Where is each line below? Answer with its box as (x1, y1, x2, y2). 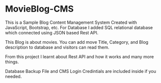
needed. (5, 73, 22, 79)
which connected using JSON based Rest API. (5, 30, 99, 35)
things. (5, 59, 19, 65)
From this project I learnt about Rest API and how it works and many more (5, 53, 154, 59)
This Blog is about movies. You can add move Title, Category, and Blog (5, 39, 149, 45)
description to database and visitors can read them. (5, 44, 109, 50)
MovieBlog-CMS (5, 3, 74, 15)
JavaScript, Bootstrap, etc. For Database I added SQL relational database (5, 24, 153, 30)
